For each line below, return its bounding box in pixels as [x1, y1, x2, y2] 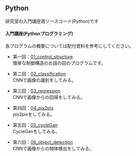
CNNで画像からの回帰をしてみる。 [12, 94, 85, 100]
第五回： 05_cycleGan [12, 122, 58, 128]
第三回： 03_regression [12, 88, 61, 94]
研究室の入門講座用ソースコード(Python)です [5, 18, 99, 24]
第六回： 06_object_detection [12, 139, 73, 145]
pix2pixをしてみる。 [12, 111, 55, 118]
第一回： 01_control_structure [12, 54, 73, 60]
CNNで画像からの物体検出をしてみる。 [12, 145, 94, 151]
